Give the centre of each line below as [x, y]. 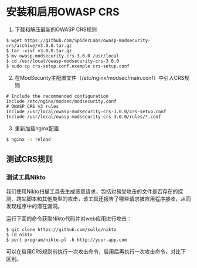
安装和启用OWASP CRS [63, 12]
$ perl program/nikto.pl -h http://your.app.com [67, 240]
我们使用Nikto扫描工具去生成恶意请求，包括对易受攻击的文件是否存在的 [92, 191]
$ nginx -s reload [28, 139]
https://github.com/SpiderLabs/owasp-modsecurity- [87, 40]
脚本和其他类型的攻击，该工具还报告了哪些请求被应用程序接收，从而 [108, 199]
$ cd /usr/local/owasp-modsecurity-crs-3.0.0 [62, 61]
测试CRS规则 [30, 159]
